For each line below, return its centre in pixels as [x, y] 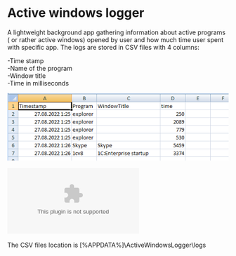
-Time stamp [26, 60]
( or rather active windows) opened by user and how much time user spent [116, 39]
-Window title [27, 76]
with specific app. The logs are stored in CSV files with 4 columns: [104, 47]
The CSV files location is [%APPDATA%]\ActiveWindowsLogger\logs [107, 245]
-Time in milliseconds [38, 83]
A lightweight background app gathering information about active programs [117, 32]
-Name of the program [40, 68]
